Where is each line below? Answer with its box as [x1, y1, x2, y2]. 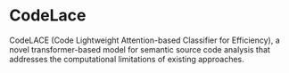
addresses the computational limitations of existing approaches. [9, 53, 245, 64]
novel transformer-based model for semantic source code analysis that [9, 44, 270, 54]
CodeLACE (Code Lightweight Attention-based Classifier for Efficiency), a [9, 35, 281, 45]
